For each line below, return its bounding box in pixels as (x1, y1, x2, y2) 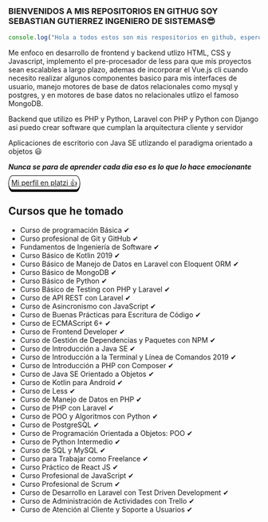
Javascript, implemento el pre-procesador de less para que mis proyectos (8, 57, 252, 66)
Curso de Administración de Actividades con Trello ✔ (19, 496, 195, 505)
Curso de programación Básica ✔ (19, 225, 130, 234)
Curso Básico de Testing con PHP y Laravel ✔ (19, 285, 171, 294)
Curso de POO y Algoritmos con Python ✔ (19, 411, 159, 421)
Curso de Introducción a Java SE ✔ (19, 343, 136, 353)
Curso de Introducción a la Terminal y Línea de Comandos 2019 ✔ (19, 352, 237, 362)
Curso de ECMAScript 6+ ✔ (19, 318, 112, 328)
